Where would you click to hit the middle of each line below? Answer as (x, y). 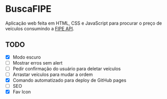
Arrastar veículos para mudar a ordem (53, 74)
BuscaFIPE (29, 9)
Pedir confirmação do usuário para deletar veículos (67, 68)
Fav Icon (22, 92)
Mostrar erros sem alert (38, 63)
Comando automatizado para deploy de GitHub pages (69, 80)
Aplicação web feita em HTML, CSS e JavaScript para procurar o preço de (84, 23)
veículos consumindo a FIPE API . (40, 28)
